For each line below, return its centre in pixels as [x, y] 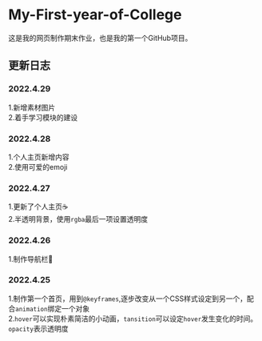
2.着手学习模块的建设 [43, 117]
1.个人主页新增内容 [39, 157]
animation [32, 309]
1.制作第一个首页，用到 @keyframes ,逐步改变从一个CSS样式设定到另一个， [128, 299]
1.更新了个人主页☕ [38, 207]
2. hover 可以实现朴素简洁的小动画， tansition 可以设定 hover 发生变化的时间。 [133, 319]
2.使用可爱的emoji [38, 166]
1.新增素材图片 [32, 107]
